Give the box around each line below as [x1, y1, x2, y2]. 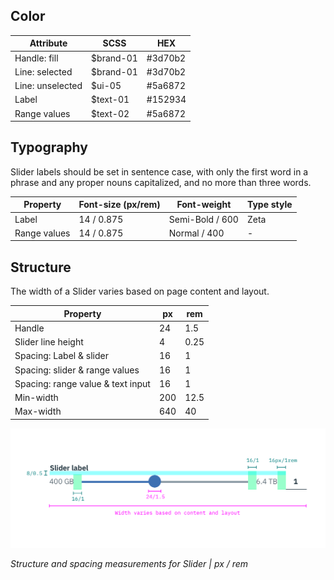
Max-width [14, 405, 62, 418]
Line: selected [14, 65, 73, 78]
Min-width [14, 392, 59, 404]
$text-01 [91, 94, 130, 106]
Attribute [29, 37, 68, 49]
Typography [10, 139, 88, 156]
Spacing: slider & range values [14, 364, 140, 376]
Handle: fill [14, 52, 59, 64]
